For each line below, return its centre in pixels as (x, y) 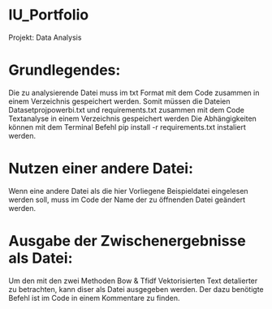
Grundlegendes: (65, 70)
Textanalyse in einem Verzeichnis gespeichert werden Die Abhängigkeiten (133, 118)
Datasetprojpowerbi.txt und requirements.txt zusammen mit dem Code (127, 109)
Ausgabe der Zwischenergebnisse (127, 241)
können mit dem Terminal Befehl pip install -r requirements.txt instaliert (127, 127)
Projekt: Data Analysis (45, 37)
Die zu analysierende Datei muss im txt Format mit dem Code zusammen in (134, 92)
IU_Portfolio (49, 15)
